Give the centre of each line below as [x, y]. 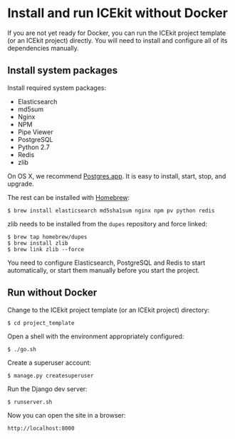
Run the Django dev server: [47, 389]
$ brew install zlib [38, 243]
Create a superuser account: [49, 363]
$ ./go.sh [22, 349]
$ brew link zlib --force [46, 249]
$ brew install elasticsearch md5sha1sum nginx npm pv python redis [111, 211]
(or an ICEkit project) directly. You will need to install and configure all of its [117, 40]
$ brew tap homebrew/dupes [47, 237]
